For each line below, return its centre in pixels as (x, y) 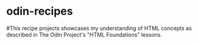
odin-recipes (40, 11)
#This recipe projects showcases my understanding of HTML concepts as (99, 28)
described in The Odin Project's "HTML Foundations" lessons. (84, 34)
